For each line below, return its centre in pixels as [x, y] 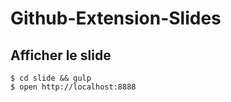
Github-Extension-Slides [116, 18]
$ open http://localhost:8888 [73, 87]
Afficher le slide [61, 55]
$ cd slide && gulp [51, 78]
